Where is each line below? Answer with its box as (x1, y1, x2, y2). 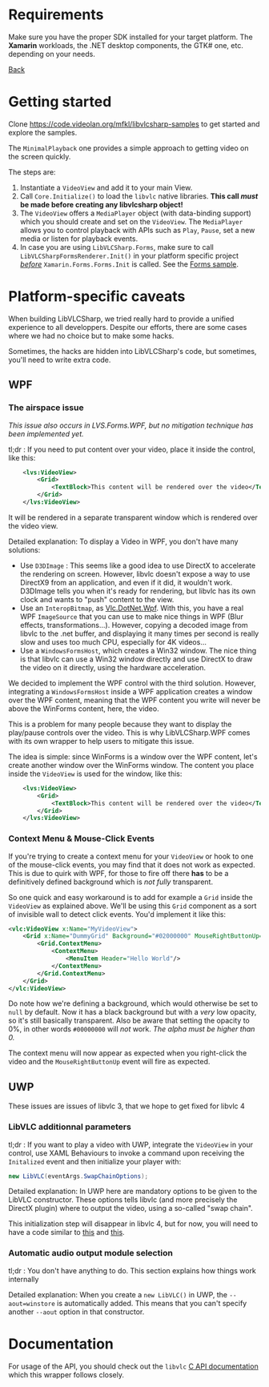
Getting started (8, 93, 112, 111)
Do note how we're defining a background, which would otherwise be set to (8, 999, 259, 1008)
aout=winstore (8, 1300, 56, 1308)
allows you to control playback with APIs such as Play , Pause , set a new (19, 225, 255, 235)
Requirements (8, 6, 104, 24)
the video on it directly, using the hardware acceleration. (19, 662, 207, 672)
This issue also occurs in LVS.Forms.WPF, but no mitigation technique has (8, 420, 254, 430)
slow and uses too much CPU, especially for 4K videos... (19, 637, 207, 646)
